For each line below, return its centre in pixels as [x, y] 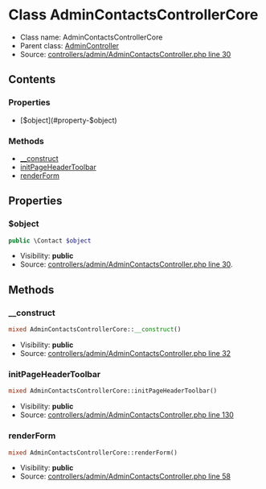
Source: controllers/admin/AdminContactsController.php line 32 [125, 354]
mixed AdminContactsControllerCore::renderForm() [93, 453]
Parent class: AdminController [69, 45]
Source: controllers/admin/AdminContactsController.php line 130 [127, 415]
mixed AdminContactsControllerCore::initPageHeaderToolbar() [113, 391]
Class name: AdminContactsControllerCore [91, 37]
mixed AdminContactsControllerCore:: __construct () [95, 329]
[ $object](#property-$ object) [69, 120]
